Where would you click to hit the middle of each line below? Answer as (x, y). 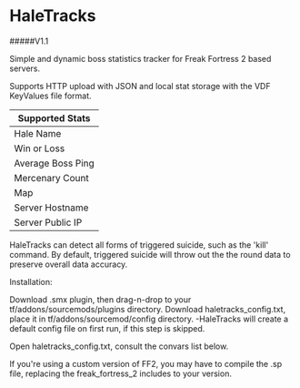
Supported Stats (54, 117)
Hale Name (38, 133)
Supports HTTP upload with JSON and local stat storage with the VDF (140, 86)
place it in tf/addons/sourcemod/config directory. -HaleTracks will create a (149, 319)
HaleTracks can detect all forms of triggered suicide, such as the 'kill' (139, 245)
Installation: (31, 281)
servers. (25, 68)
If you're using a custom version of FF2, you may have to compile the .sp (146, 363)
